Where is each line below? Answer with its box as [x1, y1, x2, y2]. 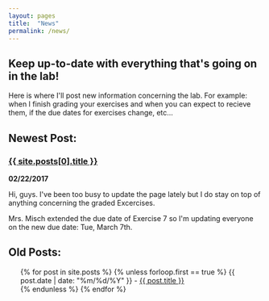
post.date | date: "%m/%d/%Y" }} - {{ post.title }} [19, 275, 185, 285]
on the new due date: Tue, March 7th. [8, 222, 133, 232]
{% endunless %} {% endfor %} [19, 284, 126, 294]
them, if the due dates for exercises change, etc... [8, 108, 173, 118]
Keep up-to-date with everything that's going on [8, 56, 258, 70]
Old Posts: [8, 245, 62, 259]
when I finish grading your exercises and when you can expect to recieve [8, 99, 251, 109]
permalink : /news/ [8, 27, 70, 35]
